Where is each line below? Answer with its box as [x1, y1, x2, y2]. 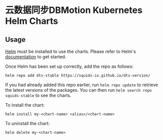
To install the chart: [5, 102, 45, 108]
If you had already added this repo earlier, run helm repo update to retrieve [5, 82, 159, 88]
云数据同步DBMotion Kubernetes [5, 4, 143, 16]
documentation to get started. [5, 54, 66, 60]
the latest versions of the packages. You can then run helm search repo [5, 87, 152, 93]
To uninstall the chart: [5, 121, 50, 126]
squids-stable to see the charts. [5, 93, 71, 98]
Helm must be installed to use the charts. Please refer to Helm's [5, 48, 136, 54]
